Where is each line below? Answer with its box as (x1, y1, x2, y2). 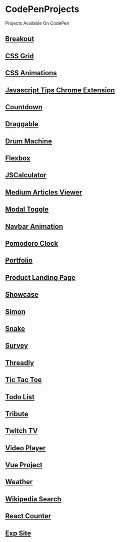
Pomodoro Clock (5, 239, 58, 248)
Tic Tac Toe (5, 376, 42, 384)
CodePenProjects (5, 4, 79, 15)
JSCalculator (5, 171, 46, 179)
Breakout (5, 35, 34, 43)
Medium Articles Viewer (5, 188, 82, 197)
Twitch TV (5, 427, 38, 435)
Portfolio (5, 256, 33, 265)
